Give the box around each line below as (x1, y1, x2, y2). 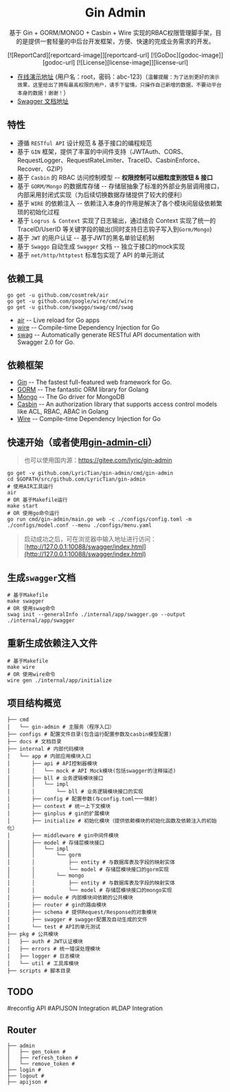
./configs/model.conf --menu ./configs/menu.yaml (7, 522, 152, 529)
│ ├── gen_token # (7, 1049, 67, 1055)
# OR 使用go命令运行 (7, 510, 60, 517)
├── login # (7, 1066, 41, 1073)
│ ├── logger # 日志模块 (7, 953, 80, 960)
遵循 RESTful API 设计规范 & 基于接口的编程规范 (16, 139, 152, 147)
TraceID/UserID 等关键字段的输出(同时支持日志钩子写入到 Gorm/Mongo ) (16, 225, 212, 233)
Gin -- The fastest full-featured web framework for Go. (16, 378, 172, 387)
